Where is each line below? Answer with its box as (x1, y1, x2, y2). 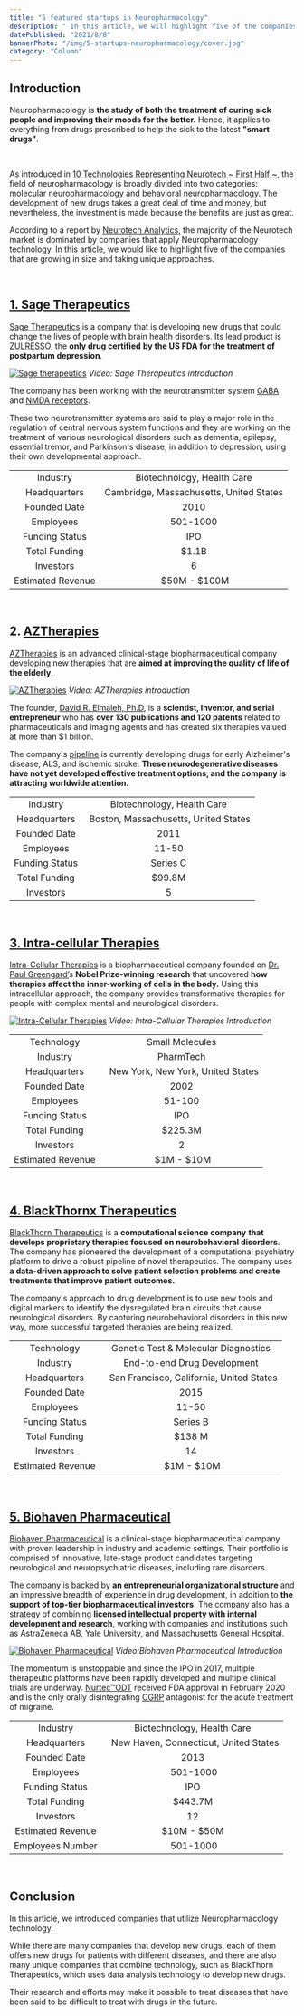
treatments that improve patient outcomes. (9, 1275, 176, 1286)
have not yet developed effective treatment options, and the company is (9, 767, 287, 779)
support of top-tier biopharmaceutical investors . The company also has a (9, 1599, 290, 1609)
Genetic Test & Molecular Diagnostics (111, 1342, 271, 1355)
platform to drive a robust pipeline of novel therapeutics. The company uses (9, 1256, 292, 1267)
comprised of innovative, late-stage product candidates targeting (9, 1552, 252, 1563)
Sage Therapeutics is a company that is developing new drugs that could (9, 321, 282, 331)
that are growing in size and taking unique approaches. (9, 253, 214, 264)
